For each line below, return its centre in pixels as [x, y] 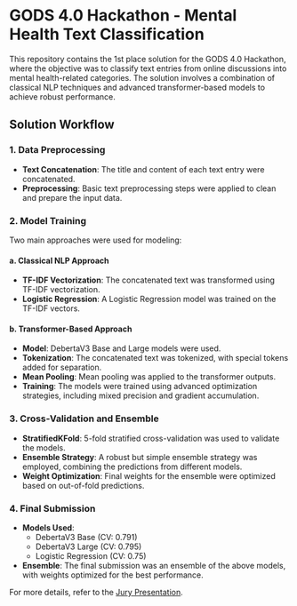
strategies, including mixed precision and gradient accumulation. [140, 395]
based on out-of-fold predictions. [83, 485]
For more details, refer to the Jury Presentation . [96, 592]
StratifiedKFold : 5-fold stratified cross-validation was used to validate [151, 438]
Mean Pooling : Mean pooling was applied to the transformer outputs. [149, 377]
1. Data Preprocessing [57, 150]
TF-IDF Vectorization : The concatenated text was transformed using [148, 280]
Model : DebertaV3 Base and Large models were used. [121, 348]
